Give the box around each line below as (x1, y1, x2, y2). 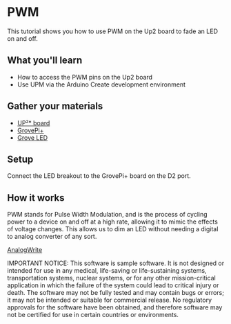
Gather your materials (7, 100, 103, 112)
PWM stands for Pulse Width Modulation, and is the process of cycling (7, 210, 208, 219)
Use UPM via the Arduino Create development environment (17, 80, 186, 89)
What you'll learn (7, 55, 83, 66)
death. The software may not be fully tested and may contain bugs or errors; (7, 289, 224, 297)
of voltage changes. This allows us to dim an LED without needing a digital (7, 225, 219, 233)
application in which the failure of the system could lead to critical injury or (7, 281, 219, 289)
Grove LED (17, 133, 48, 142)
